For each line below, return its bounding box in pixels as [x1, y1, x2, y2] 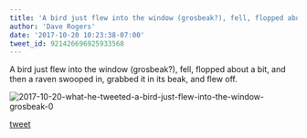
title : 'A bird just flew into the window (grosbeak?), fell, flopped [9, 13, 284, 23]
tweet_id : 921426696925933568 [9, 38, 125, 48]
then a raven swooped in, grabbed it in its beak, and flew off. [9, 74, 238, 85]
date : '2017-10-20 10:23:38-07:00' [9, 30, 145, 39]
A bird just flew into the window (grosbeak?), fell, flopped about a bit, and [9, 64, 286, 75]
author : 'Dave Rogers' [9, 22, 96, 31]
